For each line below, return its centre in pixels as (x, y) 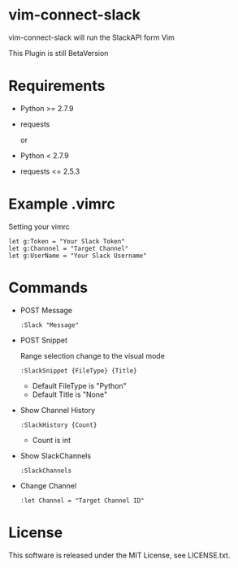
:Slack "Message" (50, 325)
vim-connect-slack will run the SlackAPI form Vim (91, 37)
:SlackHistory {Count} (58, 425)
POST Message (46, 310)
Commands (48, 288)
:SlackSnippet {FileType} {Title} (78, 371)
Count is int (52, 440)
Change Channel (48, 485)
